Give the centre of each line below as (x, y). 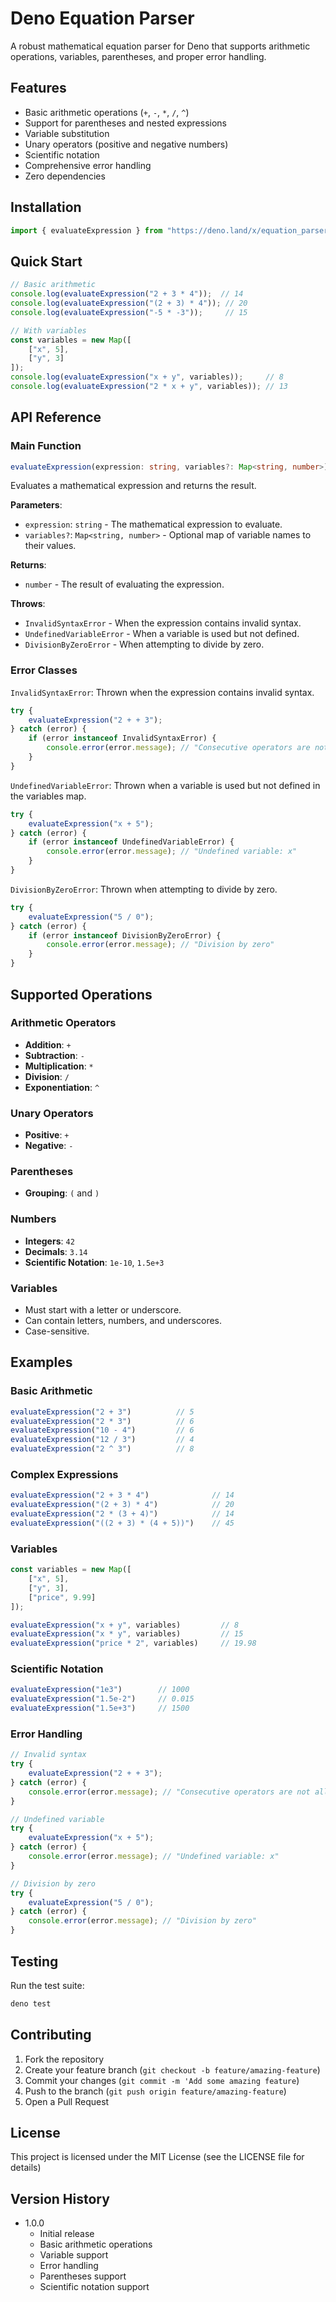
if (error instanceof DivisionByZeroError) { (125, 935)
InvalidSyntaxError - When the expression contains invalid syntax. (163, 623)
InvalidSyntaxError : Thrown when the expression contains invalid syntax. (162, 692)
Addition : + (48, 1044)
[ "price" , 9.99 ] (62, 1597)
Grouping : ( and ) (62, 1193)
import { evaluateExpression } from (86, 230)
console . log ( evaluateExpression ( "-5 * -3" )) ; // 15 (129, 312)
